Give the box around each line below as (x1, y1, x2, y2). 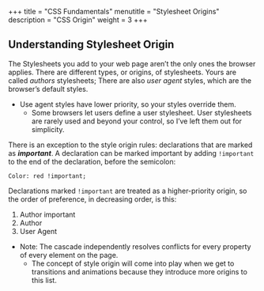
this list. (31, 275, 57, 285)
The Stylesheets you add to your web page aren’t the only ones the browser (8, 59, 256, 68)
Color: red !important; (8, 172, 87, 180)
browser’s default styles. (8, 84, 89, 93)
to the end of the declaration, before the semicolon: (8, 157, 176, 166)
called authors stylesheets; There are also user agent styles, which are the (8, 75, 251, 85)
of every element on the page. (19, 250, 119, 259)
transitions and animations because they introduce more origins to (31, 266, 247, 276)
